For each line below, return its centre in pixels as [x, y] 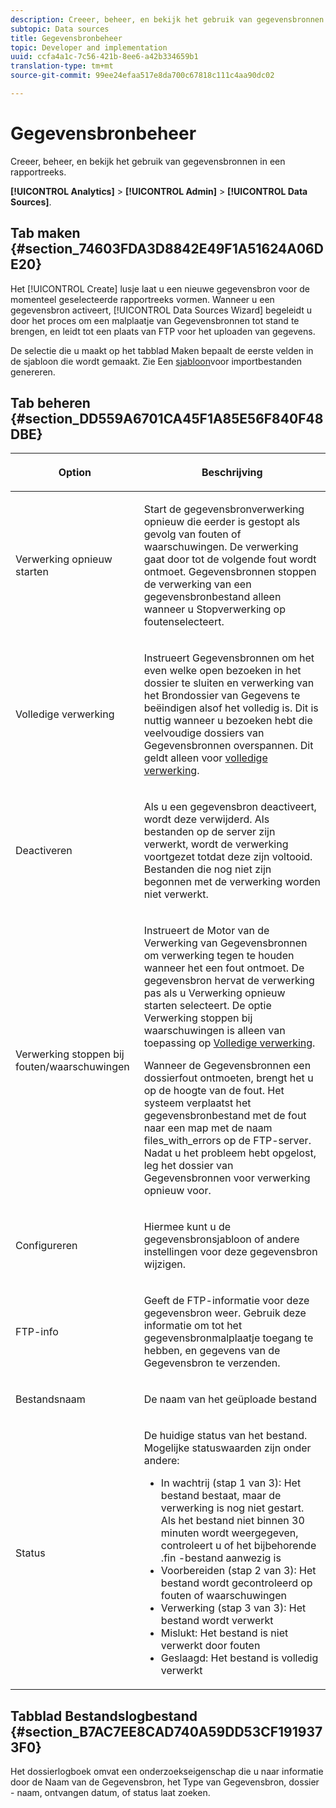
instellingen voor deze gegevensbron [230, 1252]
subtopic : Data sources [60, 29]
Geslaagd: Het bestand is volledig [239, 1658]
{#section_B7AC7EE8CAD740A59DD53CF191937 [166, 1731]
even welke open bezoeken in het [222, 671]
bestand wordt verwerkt [217, 1621]
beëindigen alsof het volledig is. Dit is [231, 708]
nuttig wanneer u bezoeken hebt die [228, 721]
